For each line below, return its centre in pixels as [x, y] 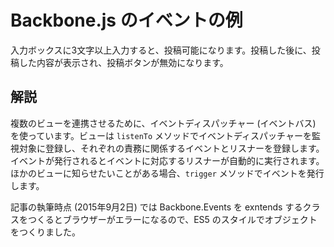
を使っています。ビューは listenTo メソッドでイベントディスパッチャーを [161, 135]
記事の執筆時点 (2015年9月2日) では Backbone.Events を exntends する [156, 207]
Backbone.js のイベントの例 [126, 20]
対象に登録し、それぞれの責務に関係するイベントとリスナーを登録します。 [171, 148]
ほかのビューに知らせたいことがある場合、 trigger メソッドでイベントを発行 [167, 173]
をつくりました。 [45, 232]
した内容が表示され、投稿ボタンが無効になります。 [123, 62]
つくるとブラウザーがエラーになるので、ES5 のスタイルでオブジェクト [172, 219]
